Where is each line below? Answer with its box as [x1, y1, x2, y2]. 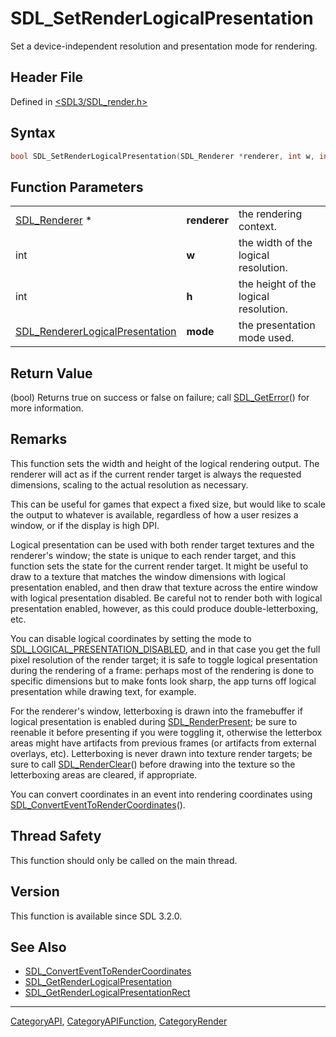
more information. [10, 402, 84, 414]
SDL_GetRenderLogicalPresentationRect [24, 987, 191, 999]
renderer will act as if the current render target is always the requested [10, 468, 302, 480]
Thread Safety [10, 828, 102, 845]
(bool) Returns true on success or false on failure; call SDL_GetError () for [10, 392, 310, 404]
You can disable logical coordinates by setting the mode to [10, 632, 252, 644]
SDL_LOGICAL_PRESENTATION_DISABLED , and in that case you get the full [10, 643, 321, 655]
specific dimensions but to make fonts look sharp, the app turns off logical [10, 675, 317, 687]
